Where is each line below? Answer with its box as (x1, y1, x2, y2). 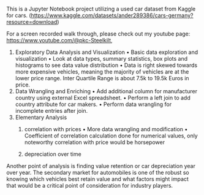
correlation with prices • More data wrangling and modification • (24, 126, 188, 132)
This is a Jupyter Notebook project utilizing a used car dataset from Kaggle (6, 6, 196, 12)
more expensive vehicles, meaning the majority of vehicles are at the (15, 68, 189, 75)
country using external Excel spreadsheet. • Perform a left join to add (15, 94, 191, 101)
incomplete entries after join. (15, 107, 88, 114)
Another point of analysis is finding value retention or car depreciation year (6, 162, 196, 169)
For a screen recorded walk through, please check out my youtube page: (6, 30, 191, 37)
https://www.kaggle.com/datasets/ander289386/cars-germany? (31, 12, 194, 19)
